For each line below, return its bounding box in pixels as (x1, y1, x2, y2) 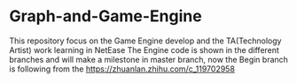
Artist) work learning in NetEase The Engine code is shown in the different (9, 44, 279, 55)
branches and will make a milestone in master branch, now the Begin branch (9, 54, 288, 64)
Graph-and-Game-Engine (9, 6, 202, 26)
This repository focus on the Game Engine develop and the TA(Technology (9, 35, 282, 46)
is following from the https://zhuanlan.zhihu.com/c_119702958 (9, 64, 235, 74)
